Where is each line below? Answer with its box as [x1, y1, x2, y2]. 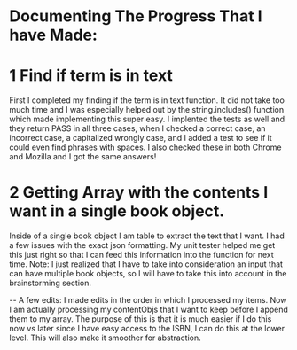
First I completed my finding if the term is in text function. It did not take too [9, 95, 285, 105]
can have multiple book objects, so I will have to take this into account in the [9, 268, 287, 279]
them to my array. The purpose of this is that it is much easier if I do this [9, 314, 272, 324]
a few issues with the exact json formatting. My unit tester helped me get [9, 240, 276, 251]
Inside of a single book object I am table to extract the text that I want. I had [9, 230, 285, 241]
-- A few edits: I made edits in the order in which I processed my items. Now [9, 295, 287, 306]
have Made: [9, 25, 98, 45]
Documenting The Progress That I [9, 6, 263, 27]
